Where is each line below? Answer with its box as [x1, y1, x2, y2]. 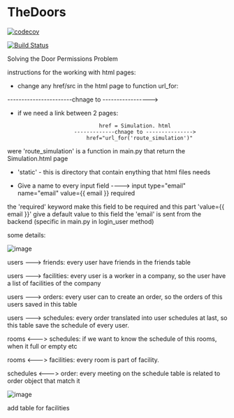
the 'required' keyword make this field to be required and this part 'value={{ [7, 202, 225, 211]
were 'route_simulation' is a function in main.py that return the [7, 146, 186, 155]
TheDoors [7, 4, 66, 20]
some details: [7, 230, 46, 239]
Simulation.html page [7, 154, 68, 162]
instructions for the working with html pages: [7, 68, 136, 76]
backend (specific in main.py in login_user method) [7, 217, 154, 225]
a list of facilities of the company [7, 279, 101, 287]
